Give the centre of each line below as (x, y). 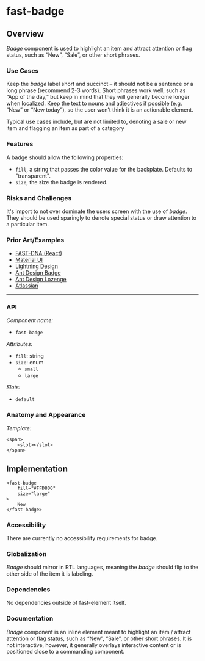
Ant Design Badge (38, 273)
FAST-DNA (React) (38, 253)
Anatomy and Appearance (46, 415)
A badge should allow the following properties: (65, 157)
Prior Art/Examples (35, 240)
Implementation (37, 469)
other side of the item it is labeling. (50, 574)
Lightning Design (36, 266)
